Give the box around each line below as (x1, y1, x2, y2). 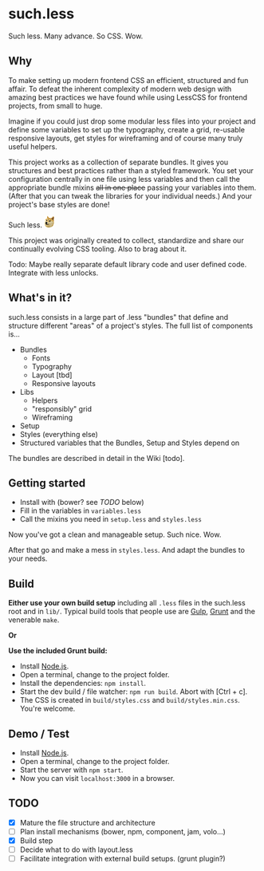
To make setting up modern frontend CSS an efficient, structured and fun (8, 75, 249, 85)
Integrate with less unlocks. (8, 268, 99, 278)
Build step (19, 835, 53, 845)
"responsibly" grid (31, 404, 93, 413)
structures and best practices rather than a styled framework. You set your (8, 165, 254, 175)
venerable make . (8, 615, 60, 625)
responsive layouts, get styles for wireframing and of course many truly (8, 133, 243, 143)
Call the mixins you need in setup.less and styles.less (19, 514, 202, 524)
